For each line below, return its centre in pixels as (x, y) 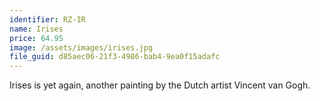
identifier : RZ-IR (47, 19)
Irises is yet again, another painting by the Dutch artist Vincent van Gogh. (160, 85)
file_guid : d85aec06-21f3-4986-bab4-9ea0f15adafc (115, 57)
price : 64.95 (36, 38)
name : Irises (36, 29)
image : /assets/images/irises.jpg (81, 47)
